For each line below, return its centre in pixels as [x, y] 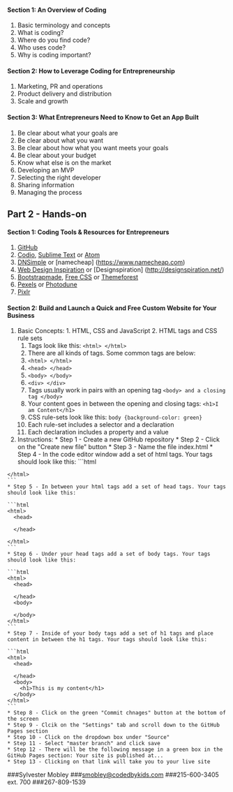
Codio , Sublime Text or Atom [59, 255]
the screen [23, 719]
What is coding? [40, 33]
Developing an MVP [46, 170]
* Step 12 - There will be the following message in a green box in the [115, 750]
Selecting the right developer [59, 177]
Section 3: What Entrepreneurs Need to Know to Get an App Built [103, 117]
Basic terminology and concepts [63, 25]
